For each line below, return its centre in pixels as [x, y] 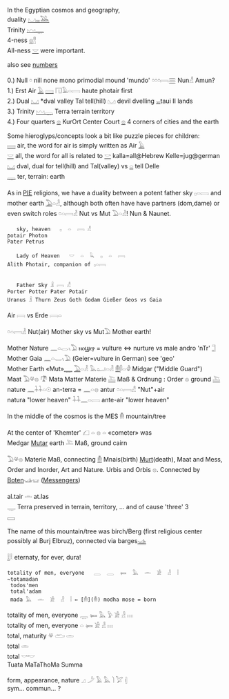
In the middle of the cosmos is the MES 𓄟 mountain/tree [87, 416]
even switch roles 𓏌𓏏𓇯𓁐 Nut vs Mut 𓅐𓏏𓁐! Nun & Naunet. [89, 214]
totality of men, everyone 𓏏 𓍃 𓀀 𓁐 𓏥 [60, 625]
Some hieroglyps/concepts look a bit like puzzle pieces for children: [103, 136]
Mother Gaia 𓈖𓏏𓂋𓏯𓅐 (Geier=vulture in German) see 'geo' [91, 358]
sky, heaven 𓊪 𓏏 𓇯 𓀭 [54, 229]
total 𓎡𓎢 [21, 656]
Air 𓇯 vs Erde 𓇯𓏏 [34, 315]
